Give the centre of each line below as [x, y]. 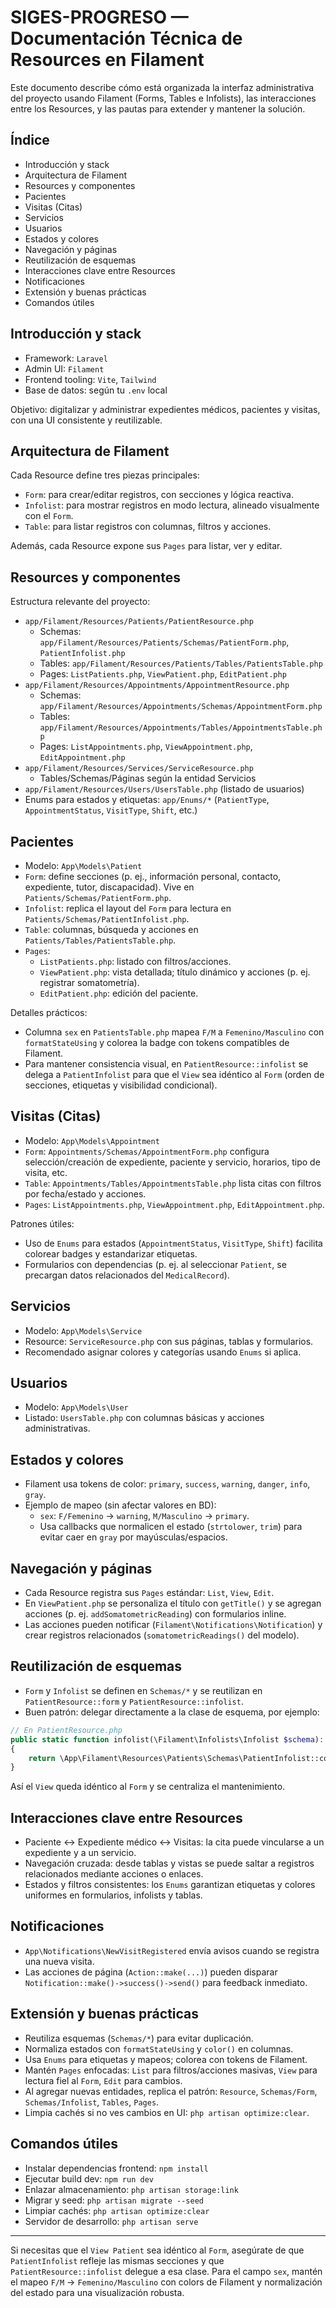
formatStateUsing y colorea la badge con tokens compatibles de [157, 1042]
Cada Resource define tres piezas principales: [105, 475]
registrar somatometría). [89, 982]
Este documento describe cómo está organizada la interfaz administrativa [162, 87]
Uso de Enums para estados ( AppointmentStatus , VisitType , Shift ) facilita [173, 1243]
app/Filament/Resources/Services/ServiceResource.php [139, 769]
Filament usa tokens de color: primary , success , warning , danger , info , [167, 1484]
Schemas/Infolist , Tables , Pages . [92, 2102]
